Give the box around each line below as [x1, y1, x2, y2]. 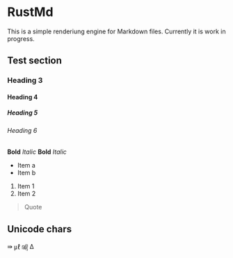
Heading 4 [7, 92, 38, 101]
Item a [17, 161, 36, 170]
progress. [7, 34, 35, 42]
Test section [7, 55, 63, 67]
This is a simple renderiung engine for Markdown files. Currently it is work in [7, 27, 226, 35]
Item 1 [17, 182, 35, 191]
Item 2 [17, 189, 36, 198]
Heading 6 [7, 126, 38, 134]
